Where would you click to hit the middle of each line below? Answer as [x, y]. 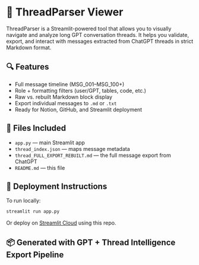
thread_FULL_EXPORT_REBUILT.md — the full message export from [93, 155]
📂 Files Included [36, 128]
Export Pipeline [35, 255]
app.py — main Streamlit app [50, 143]
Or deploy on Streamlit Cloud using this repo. [61, 223]
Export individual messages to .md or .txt [66, 103]
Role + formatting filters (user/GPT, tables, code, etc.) [80, 90]
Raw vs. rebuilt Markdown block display [64, 97]
